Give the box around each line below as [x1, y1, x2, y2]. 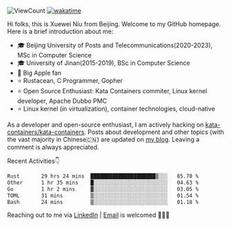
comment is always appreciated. [7, 143, 99, 151]
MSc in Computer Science [17, 51, 92, 59]
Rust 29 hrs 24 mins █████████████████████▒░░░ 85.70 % [7, 173, 199, 180]
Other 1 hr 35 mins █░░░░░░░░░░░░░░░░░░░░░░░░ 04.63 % [7, 179, 199, 186]
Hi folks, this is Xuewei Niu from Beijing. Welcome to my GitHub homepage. [7, 20, 221, 28]
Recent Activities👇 [7, 157, 60, 165]
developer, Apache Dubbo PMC [17, 97, 108, 105]
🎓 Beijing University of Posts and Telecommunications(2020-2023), [17, 41, 213, 49]
